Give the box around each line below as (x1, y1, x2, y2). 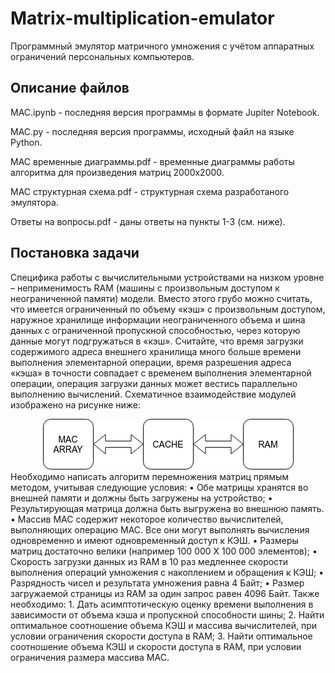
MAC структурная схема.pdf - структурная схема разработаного (10, 185, 290, 197)
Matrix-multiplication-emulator (10, 7, 275, 30)
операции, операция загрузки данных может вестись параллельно (10, 377, 298, 389)
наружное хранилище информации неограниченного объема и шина (10, 313, 306, 326)
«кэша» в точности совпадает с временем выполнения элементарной (10, 367, 312, 379)
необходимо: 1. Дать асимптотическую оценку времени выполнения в (10, 598, 314, 610)
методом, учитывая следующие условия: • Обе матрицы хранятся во (10, 481, 309, 493)
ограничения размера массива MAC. (10, 651, 170, 663)
